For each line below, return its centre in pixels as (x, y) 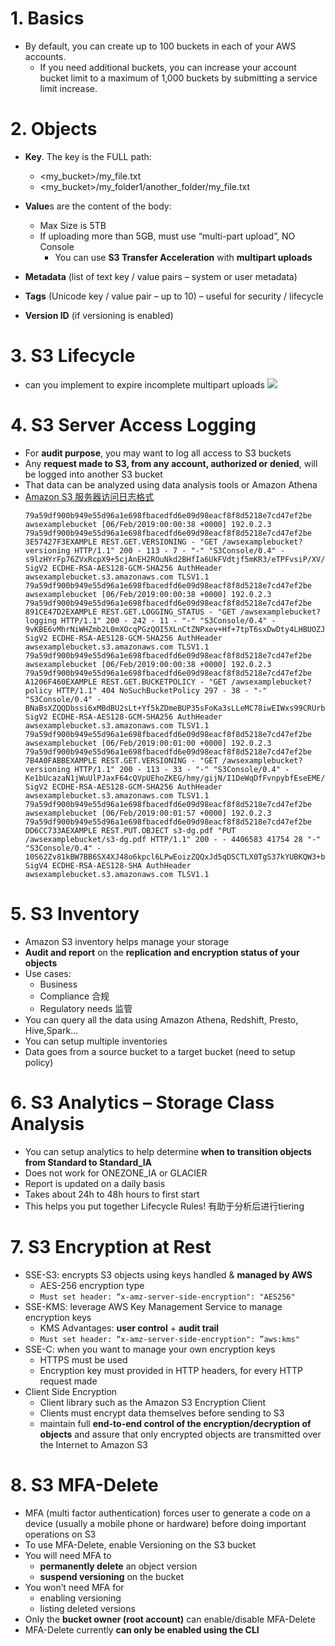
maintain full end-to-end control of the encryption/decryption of (175, 1423)
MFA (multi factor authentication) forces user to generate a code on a (167, 1513)
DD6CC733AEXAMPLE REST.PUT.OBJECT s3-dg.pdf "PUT (130, 830)
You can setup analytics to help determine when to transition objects (168, 1151)
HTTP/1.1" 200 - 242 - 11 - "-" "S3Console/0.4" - (169, 620)
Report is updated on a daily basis (95, 1183)
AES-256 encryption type (92, 1285)
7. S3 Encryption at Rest (111, 1246)
